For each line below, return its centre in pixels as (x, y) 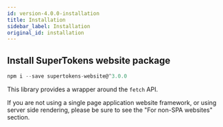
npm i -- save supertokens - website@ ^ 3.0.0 (67, 76)
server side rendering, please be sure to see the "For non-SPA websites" (110, 110)
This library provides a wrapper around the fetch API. (83, 89)
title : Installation (37, 20)
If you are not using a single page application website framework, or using (112, 102)
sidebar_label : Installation (49, 26)
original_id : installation (46, 33)
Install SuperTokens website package (89, 60)
